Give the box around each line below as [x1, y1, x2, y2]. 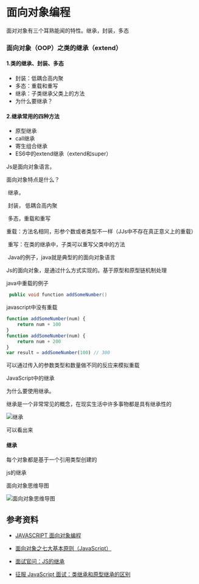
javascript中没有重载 [6, 304, 58, 311]
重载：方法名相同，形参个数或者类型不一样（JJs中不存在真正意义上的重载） [6, 228, 197, 235]
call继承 [15, 135, 35, 142]
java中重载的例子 [6, 280, 49, 287]
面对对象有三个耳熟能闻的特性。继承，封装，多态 [6, 27, 129, 34]
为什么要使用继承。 [6, 388, 55, 395]
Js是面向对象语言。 [6, 163, 55, 171]
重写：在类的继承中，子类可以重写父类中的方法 [7, 241, 125, 248]
